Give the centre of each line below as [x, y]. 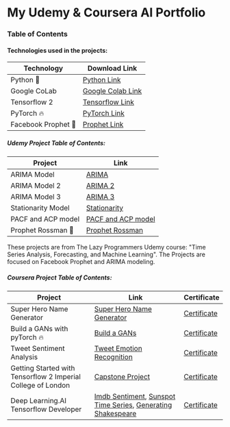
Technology [43, 69]
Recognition [114, 357]
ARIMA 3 [100, 197]
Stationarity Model [40, 208]
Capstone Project [122, 377]
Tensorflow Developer [46, 409]
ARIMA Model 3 [36, 197]
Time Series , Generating [133, 405]
